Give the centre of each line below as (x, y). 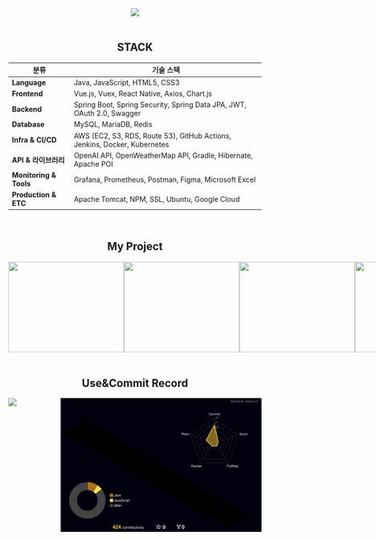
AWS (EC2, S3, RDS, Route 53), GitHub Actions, (152, 135)
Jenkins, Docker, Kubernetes (121, 144)
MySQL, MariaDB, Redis (113, 125)
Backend (27, 109)
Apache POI (94, 163)
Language (29, 82)
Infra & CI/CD (34, 140)
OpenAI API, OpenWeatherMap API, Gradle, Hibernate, (163, 155)
